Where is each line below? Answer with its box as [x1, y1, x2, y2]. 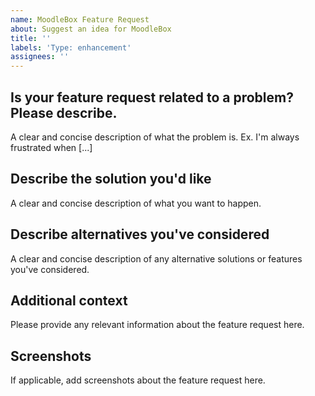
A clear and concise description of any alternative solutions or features [10, 252, 303, 265]
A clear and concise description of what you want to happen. [10, 197, 262, 209]
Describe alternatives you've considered [10, 226, 270, 243]
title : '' [10, 33, 52, 43]
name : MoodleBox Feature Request [10, 14, 150, 25]
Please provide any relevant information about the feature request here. [10, 319, 305, 331]
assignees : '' [10, 52, 70, 62]
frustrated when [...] [10, 141, 93, 153]
